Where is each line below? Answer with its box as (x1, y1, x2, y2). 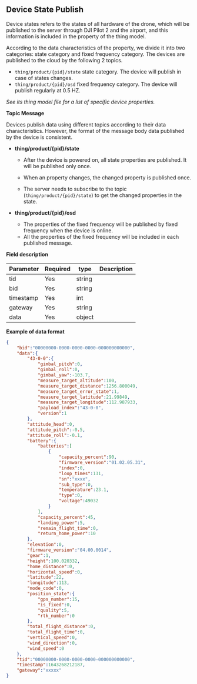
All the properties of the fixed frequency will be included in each (23, 233, 179, 240)
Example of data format (6, 328, 65, 335)
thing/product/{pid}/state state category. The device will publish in (14, 68, 181, 75)
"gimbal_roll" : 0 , (37, 367, 81, 373)
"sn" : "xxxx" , (58, 476, 91, 482)
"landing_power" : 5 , (37, 520, 85, 526)
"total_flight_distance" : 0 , (27, 623, 96, 630)
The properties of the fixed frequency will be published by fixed (23, 221, 178, 228)
